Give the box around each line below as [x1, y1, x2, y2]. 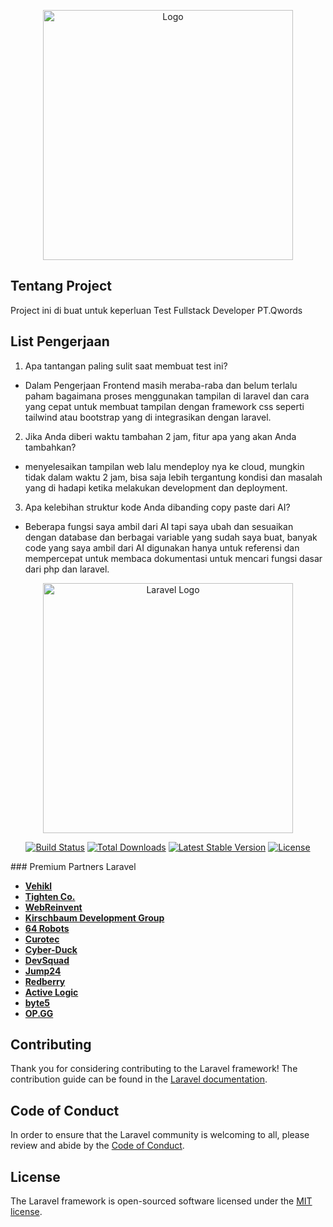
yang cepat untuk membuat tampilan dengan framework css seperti [24, 400, 305, 412]
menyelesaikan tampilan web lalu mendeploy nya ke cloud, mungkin [24, 460, 305, 472]
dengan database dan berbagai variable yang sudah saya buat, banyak [24, 531, 318, 543]
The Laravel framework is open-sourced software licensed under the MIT [10, 1195, 313, 1207]
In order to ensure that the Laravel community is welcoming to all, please [10, 1129, 310, 1141]
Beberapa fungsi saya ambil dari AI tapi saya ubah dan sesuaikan [24, 520, 294, 532]
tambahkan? [24, 441, 77, 453]
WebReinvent [24, 901, 83, 913]
